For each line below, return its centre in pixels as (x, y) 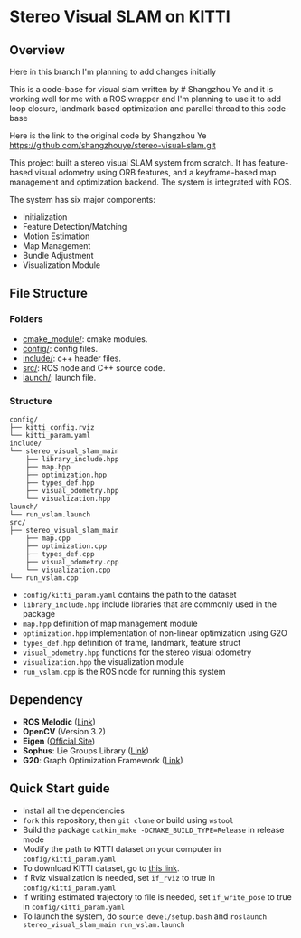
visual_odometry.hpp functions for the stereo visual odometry (137, 652)
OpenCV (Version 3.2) (64, 731)
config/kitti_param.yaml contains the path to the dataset (129, 594)
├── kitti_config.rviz (52, 427)
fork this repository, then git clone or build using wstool (128, 820)
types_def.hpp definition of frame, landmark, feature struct (132, 642)
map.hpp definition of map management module (110, 623)
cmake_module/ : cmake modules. (85, 339)
